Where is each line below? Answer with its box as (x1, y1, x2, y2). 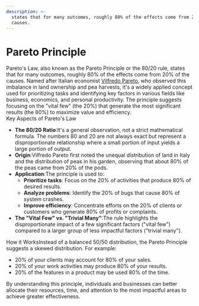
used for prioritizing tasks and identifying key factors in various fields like (6, 90, 185, 97)
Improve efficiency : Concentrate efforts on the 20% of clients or (23, 202, 182, 209)
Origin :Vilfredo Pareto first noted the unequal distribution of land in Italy (14, 152, 191, 159)
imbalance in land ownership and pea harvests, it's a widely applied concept (6, 83, 192, 91)
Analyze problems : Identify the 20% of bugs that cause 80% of (23, 189, 180, 197)
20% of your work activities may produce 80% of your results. (14, 263, 168, 270)
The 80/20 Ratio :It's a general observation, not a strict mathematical (14, 127, 183, 134)
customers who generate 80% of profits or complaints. (23, 208, 158, 215)
